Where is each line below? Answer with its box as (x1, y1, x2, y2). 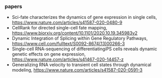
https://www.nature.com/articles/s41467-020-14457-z (11, 57, 124, 63)
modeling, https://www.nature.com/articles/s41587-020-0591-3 (11, 67, 143, 73)
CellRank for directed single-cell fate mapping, (11, 25, 107, 31)
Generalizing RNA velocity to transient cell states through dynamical (11, 62, 152, 68)
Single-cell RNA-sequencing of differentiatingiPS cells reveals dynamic (11, 46, 158, 52)
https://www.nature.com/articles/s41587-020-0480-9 (11, 19, 123, 25)
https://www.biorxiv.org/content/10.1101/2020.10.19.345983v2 (11, 30, 138, 36)
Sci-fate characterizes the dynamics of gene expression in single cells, (11, 14, 158, 20)
